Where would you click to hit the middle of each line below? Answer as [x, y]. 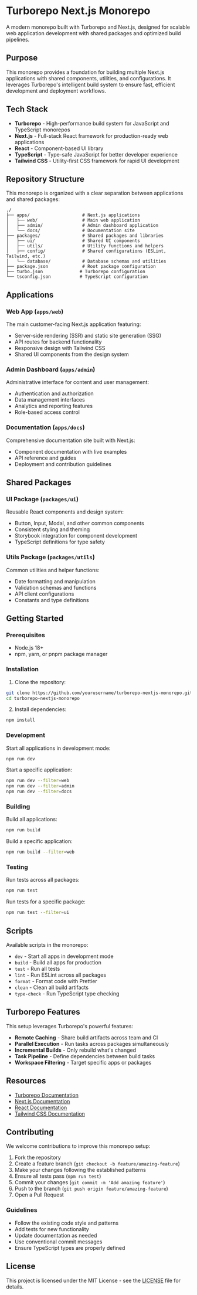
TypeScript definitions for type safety [60, 542]
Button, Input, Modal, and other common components [79, 524]
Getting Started [35, 619]
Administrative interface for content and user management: [78, 382]
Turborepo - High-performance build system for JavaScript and [92, 123]
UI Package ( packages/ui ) [43, 499]
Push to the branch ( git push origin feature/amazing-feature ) [91, 1189]
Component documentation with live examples [71, 451]
